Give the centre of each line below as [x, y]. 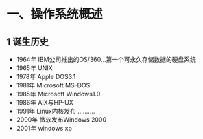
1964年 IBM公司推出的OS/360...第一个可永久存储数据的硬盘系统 [106, 60]
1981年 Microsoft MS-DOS [53, 85]
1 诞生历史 [28, 42]
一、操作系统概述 [55, 14]
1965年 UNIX [34, 68]
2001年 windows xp [44, 128]
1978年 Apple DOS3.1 [46, 77]
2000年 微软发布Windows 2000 [61, 120]
